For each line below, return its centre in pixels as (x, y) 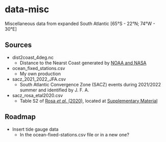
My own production (40, 74)
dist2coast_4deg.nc (33, 57)
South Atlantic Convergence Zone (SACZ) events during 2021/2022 (90, 84)
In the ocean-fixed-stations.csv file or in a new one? (74, 134)
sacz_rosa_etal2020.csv (37, 95)
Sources (18, 45)
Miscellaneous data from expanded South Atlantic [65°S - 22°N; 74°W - (80, 23)
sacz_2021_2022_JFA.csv (39, 79)
